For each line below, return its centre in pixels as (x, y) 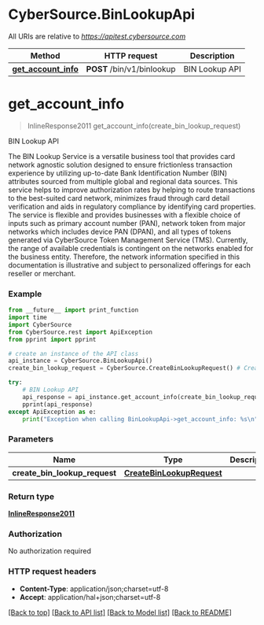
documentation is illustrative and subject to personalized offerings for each (130, 264)
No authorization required (50, 551)
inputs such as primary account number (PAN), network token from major (127, 223)
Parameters (31, 439)
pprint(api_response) (57, 404)
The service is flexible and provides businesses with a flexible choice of (125, 215)
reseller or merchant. (42, 273)
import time (27, 318)
